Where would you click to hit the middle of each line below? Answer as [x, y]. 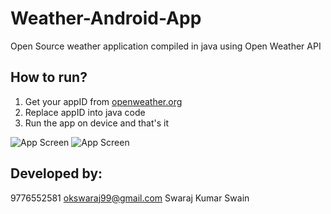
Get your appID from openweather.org [103, 101]
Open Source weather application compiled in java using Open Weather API [166, 46]
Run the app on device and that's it [97, 123]
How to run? [49, 77]
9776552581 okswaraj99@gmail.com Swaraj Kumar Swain [130, 198]
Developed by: [56, 173]
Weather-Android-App [106, 18]
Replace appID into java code [85, 112]
